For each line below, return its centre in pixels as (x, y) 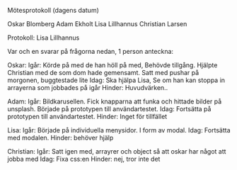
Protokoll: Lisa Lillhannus (44, 38)
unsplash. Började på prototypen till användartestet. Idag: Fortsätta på (109, 109)
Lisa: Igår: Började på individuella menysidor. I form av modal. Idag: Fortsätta (119, 130)
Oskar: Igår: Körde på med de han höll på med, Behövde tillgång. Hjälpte (112, 65)
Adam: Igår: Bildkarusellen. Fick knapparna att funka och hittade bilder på (114, 101)
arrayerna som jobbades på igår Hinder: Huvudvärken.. (88, 87)
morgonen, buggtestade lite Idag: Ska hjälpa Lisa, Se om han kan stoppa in (116, 80)
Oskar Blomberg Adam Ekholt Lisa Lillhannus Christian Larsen (97, 24)
